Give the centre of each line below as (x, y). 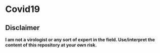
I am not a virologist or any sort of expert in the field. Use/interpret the (80, 39)
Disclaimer (22, 28)
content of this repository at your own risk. (51, 45)
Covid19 (23, 9)
